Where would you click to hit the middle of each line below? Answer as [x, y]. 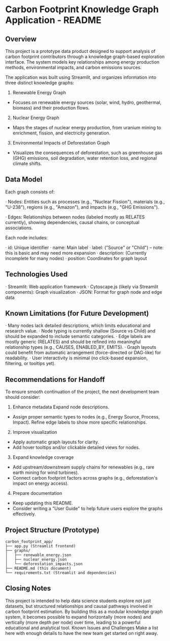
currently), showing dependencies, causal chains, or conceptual [72, 222]
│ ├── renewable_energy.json [38, 555]
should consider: [23, 397]
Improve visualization [35, 432]
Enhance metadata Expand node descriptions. [61, 407]
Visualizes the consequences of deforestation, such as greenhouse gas [87, 153]
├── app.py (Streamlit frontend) [41, 546]
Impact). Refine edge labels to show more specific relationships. [80, 422]
